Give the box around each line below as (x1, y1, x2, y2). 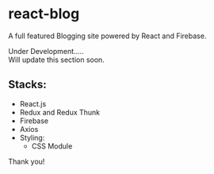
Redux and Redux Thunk (19, 107, 101, 117)
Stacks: (8, 78, 48, 91)
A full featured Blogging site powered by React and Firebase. (8, 31, 207, 41)
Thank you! (8, 157, 45, 166)
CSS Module (31, 141, 73, 151)
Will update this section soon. (8, 55, 105, 64)
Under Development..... (8, 46, 85, 56)
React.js (19, 99, 47, 108)
